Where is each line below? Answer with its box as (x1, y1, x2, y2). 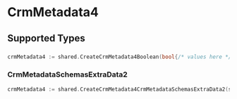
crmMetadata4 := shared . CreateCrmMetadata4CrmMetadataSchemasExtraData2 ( (7, 86, 229, 93)
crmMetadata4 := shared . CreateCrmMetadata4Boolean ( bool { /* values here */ (7, 53, 232, 60)
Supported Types (7, 32, 86, 44)
